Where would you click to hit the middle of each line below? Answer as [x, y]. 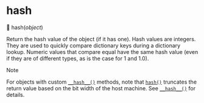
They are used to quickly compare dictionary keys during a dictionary [93, 45]
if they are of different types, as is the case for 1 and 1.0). [78, 58]
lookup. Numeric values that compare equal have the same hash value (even [102, 51]
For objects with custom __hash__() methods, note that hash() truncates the [101, 82]
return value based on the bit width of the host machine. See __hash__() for [101, 88]
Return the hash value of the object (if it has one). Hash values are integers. [101, 39]
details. [16, 95]
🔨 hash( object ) [25, 27]
